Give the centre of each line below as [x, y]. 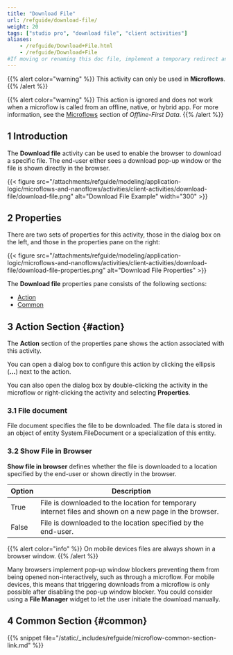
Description [131, 491]
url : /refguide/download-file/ [52, 20]
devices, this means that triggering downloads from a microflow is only [109, 584]
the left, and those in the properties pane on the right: [84, 242]
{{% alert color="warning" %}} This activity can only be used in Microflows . [116, 79]
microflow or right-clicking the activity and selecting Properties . [99, 393]
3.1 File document [37, 411]
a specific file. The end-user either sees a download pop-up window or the [114, 160]
